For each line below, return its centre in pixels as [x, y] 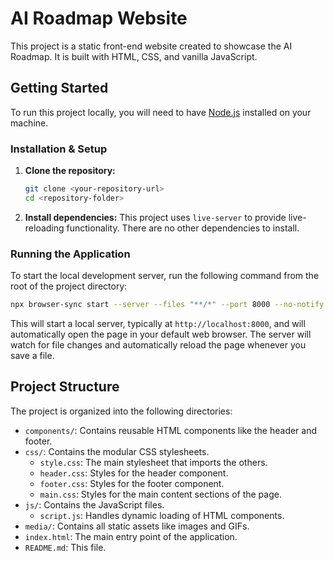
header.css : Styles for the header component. [134, 473]
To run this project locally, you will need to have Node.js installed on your [161, 112]
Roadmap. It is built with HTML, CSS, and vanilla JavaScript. [134, 56]
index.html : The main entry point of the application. [131, 536]
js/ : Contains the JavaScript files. [94, 504]
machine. [29, 123]
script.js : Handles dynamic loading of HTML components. [162, 515]
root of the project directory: [69, 286]
